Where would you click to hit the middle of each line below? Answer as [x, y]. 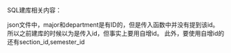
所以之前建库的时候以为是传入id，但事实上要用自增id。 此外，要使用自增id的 [116, 33]
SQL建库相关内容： [35, 10]
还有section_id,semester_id [46, 42]
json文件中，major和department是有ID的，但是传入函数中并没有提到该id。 [113, 25]
